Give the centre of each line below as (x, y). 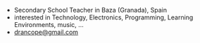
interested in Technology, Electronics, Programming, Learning (104, 17)
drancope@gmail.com (46, 32)
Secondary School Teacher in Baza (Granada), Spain (90, 10)
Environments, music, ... (49, 25)
